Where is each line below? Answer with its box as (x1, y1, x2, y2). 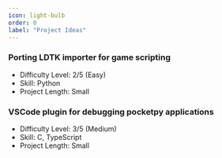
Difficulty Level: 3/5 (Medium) (19, 123, 117, 134)
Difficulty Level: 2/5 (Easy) (19, 70, 107, 79)
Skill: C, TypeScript (19, 132, 82, 141)
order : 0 (8, 19, 37, 27)
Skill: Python (19, 78, 61, 87)
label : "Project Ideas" (8, 26, 87, 34)
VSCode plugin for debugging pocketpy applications (8, 106, 215, 117)
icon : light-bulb (8, 11, 66, 20)
